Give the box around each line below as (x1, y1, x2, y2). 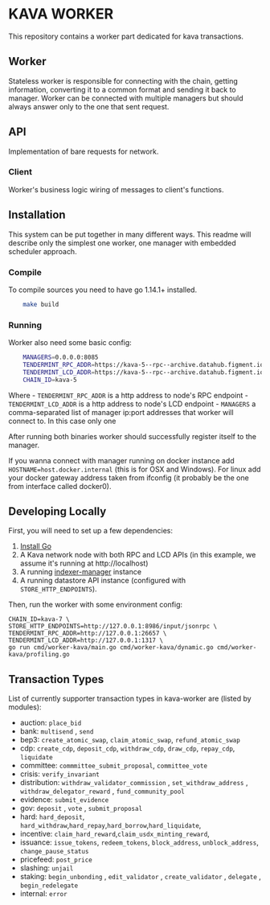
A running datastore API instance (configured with (19, 576, 186, 586)
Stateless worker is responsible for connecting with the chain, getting (8, 76, 239, 85)
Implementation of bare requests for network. (8, 146, 159, 156)
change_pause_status (19, 848, 89, 856)
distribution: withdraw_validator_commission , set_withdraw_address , (19, 778, 248, 788)
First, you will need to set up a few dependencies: (8, 526, 173, 536)
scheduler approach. (8, 246, 78, 256)
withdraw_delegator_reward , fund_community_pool (19, 786, 185, 796)
